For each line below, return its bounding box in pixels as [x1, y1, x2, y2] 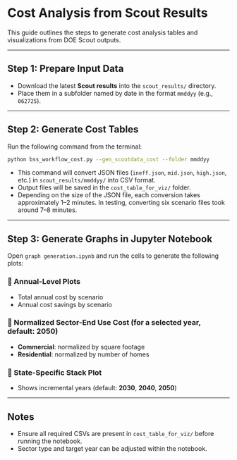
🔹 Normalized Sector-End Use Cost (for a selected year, [7, 318, 201, 328]
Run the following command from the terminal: [7, 142, 142, 151]
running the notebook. [17, 437, 83, 445]
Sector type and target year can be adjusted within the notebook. [17, 444, 207, 452]
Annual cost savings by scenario [17, 300, 113, 309]
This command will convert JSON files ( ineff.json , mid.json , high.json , [17, 168, 227, 177]
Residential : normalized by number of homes [17, 350, 150, 359]
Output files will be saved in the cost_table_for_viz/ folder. [17, 183, 191, 192]
